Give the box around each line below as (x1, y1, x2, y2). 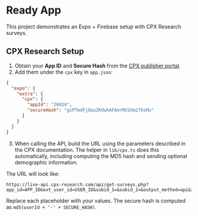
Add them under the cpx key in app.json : (14, 68, 113, 76)
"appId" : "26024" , (27, 102, 72, 108)
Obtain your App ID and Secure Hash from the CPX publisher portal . (14, 62, 181, 69)
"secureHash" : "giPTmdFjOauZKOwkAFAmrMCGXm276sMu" (27, 107, 154, 113)
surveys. (6, 29, 27, 36)
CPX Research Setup (6, 47, 84, 57)
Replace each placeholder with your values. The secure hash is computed (6, 197, 186, 204)
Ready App (6, 4, 61, 17)
